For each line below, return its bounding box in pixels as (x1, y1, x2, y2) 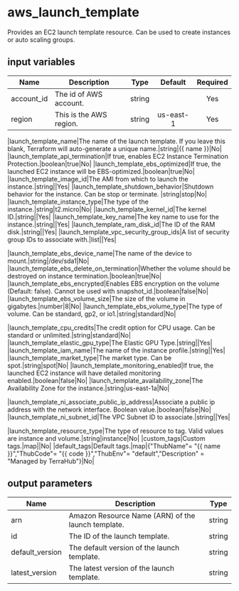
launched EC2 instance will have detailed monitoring (7, 368, 161, 377)
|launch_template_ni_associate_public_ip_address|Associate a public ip (7, 397, 216, 406)
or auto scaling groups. (7, 35, 75, 43)
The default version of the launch (68, 543, 180, 553)
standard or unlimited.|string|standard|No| (7, 330, 132, 339)
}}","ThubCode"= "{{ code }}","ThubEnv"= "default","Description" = (7, 449, 205, 458)
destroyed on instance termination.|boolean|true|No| (7, 271, 162, 280)
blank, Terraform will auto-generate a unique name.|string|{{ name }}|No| (7, 144, 222, 153)
